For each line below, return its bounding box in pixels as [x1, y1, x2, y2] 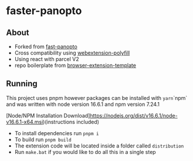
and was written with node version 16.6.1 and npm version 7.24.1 [6, 100, 160, 108]
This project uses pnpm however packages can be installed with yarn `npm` [6, 94, 188, 101]
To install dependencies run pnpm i [14, 129, 99, 136]
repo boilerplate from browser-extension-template [14, 62, 137, 69]
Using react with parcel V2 [14, 56, 79, 62]
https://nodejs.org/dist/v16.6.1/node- [90, 112, 178, 119]
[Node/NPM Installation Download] [6, 112, 90, 119]
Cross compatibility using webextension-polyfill [14, 49, 130, 56]
